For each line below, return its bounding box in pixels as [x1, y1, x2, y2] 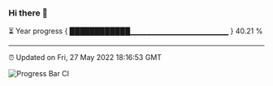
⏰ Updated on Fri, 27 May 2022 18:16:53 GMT [8, 53, 162, 62]
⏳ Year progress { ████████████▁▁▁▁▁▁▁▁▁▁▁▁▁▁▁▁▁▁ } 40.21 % [8, 26, 263, 36]
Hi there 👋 [8, 7, 49, 19]
